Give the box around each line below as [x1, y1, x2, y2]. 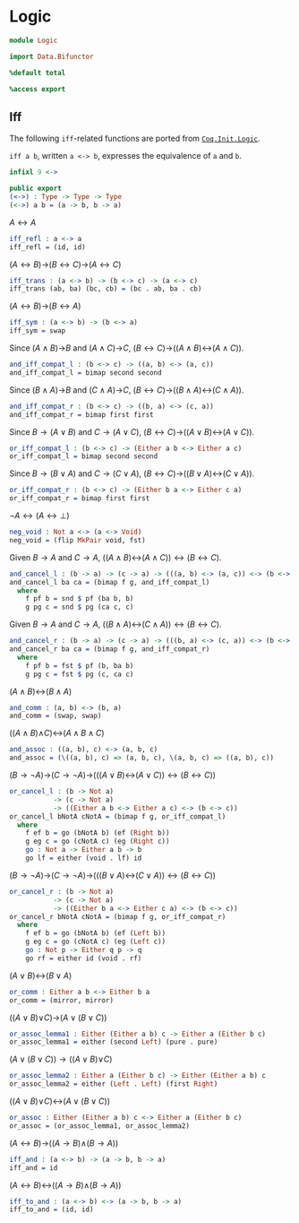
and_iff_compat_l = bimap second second [9, 368, 163, 377]
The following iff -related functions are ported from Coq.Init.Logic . [9, 133, 261, 144]
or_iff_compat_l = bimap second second [9, 452, 158, 461]
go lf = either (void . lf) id [25, 854, 142, 863]
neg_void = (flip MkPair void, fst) [9, 535, 146, 544]
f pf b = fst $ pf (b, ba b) [25, 661, 134, 670]
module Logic [9, 36, 58, 45]
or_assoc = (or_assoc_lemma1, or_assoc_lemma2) [9, 1121, 191, 1131]
